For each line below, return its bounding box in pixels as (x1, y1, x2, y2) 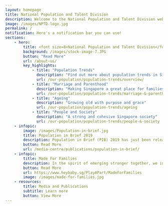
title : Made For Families (23, 156, 77, 161)
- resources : (14, 179, 41, 184)
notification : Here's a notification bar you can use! (5, 30, 122, 35)
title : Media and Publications (23, 184, 88, 189)
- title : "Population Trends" (31, 68, 95, 73)
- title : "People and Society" (31, 109, 97, 115)
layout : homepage (5, 7, 41, 12)
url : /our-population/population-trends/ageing (36, 105, 137, 110)
